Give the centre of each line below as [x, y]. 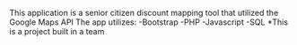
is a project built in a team [57, 31]
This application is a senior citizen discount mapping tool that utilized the [144, 13]
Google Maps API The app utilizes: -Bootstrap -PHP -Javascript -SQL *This [149, 22]
